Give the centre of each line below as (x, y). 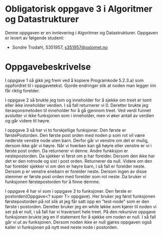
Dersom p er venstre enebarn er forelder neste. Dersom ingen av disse (76, 171)
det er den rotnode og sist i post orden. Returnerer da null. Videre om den (79, 161)
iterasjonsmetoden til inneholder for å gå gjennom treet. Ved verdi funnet (78, 110)
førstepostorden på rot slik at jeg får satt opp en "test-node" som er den (77, 201)
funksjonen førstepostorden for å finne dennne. (53, 182)
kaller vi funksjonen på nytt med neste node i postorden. (62, 227)
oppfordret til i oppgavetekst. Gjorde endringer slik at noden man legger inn (81, 85)
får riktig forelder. (22, 90)
